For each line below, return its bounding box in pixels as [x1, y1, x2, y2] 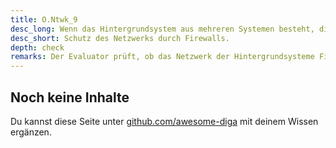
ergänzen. [10, 126, 52, 138]
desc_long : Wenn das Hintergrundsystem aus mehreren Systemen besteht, [10, 24, 315, 34]
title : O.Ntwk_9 [10, 14, 78, 25]
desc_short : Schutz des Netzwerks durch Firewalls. [10, 33, 230, 43]
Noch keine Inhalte [10, 89, 130, 106]
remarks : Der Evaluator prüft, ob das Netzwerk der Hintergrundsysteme [10, 52, 315, 62]
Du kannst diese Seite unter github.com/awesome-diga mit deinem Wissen [10, 115, 319, 127]
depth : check [10, 42, 65, 53]
